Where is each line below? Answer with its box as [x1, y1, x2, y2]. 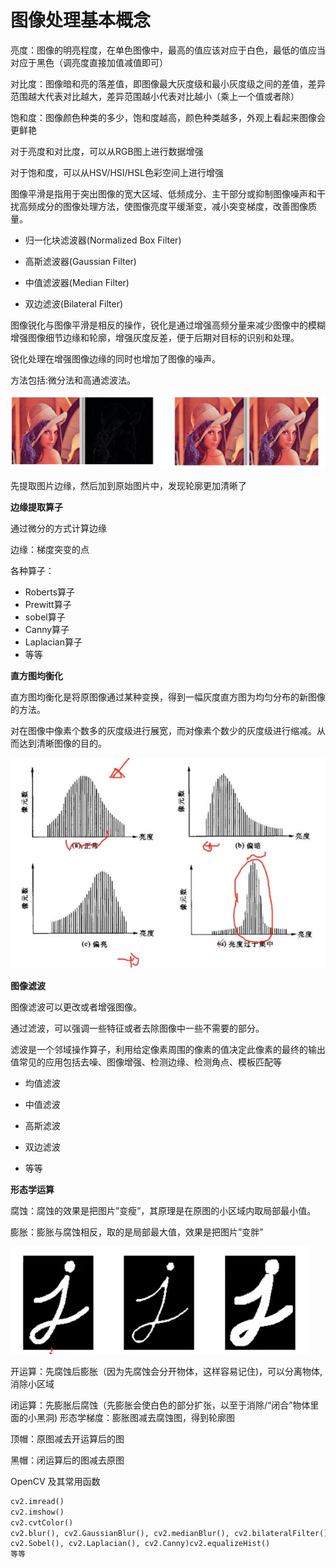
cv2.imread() [10, 1496, 65, 1506]
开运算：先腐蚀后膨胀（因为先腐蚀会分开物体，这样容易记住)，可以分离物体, [10, 1365, 323, 1377]
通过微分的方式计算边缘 [10, 522, 107, 535]
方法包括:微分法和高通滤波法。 [10, 374, 137, 386]
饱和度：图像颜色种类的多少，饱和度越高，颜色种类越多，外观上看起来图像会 [10, 111, 326, 123]
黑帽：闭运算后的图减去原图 [10, 1454, 125, 1466]
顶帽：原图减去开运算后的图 [10, 1432, 125, 1445]
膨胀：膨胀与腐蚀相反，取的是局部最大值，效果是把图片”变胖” [10, 1226, 264, 1238]
